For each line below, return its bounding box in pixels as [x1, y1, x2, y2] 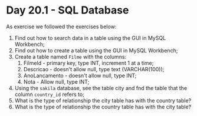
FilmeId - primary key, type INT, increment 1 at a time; [23, 59, 154, 67]
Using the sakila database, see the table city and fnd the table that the [14, 84, 188, 91]
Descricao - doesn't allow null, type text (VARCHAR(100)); [23, 65, 165, 72]
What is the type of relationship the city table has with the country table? [14, 97, 192, 104]
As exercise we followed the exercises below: [6, 23, 117, 30]
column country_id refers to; [14, 91, 84, 98]
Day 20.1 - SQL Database [6, 4, 129, 17]
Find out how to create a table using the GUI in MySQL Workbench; [14, 47, 178, 54]
